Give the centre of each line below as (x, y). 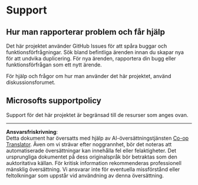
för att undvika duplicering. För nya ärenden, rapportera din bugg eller (91, 58)
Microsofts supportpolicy (54, 101)
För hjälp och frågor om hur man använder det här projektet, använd (89, 76)
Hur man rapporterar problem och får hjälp (86, 32)
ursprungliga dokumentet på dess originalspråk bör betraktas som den (92, 157)
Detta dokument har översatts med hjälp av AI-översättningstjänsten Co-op (98, 138)
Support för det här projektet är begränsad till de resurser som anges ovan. (97, 115)
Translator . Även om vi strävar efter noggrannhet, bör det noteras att (89, 144)
